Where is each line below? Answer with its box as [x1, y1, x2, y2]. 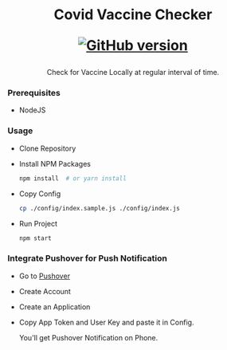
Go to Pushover [18, 271, 71, 281]
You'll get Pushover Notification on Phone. [18, 332, 159, 342]
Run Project [18, 218, 57, 228]
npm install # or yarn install [18, 174, 127, 183]
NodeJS [18, 105, 46, 115]
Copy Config [18, 189, 61, 199]
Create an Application [18, 301, 91, 312]
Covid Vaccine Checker [53, 6, 213, 24]
